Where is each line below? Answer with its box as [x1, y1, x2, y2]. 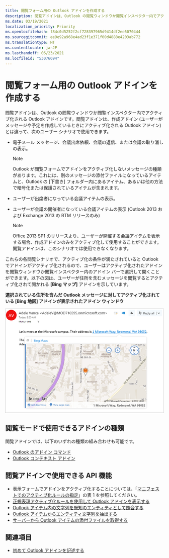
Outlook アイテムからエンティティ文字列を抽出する [12, 511, 118, 517]
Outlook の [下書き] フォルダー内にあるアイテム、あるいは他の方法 [26, 178, 163, 184]
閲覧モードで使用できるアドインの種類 [5, 424, 124, 432]
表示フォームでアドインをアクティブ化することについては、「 [12, 486, 138, 492]
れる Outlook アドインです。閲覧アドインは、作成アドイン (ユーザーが [18, 116, 163, 122]
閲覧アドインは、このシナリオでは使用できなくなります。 [12, 245, 132, 251]
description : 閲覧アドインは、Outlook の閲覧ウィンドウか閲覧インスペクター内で [5, 13, 157, 19]
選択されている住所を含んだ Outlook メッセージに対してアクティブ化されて [5, 292, 160, 298]
